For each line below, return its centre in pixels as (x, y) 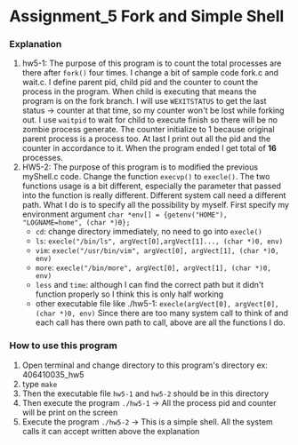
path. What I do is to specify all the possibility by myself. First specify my (155, 205)
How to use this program (64, 346)
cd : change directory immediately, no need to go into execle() (149, 232)
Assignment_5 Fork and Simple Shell (147, 16)
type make (40, 384)
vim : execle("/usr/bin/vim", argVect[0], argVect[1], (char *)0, (157, 250)
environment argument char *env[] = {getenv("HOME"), (125, 214)
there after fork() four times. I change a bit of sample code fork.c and (150, 73)
